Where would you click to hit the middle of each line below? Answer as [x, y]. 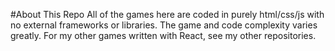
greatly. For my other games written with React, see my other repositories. [163, 35]
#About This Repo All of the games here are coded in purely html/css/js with [167, 14]
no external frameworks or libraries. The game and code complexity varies [164, 25]
